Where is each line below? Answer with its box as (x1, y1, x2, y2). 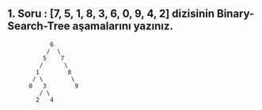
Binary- (216, 7, 255, 21)
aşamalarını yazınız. (72, 20, 173, 33)
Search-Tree (7, 20, 70, 33)
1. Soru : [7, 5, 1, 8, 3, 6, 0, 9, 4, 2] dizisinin (7, 7, 215, 21)
